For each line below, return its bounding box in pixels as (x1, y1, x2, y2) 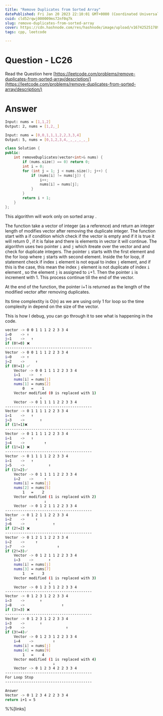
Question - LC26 (5, 55, 73, 66)
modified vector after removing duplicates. (5, 289, 90, 295)
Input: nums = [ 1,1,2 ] (5, 119, 51, 124)
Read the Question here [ (5, 71, 55, 77)
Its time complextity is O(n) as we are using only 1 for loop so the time (5, 298, 144, 304)
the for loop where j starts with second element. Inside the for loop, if (5, 253, 145, 260)
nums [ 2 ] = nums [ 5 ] (14, 485, 51, 490)
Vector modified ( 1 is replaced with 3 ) (14, 576, 97, 581)
